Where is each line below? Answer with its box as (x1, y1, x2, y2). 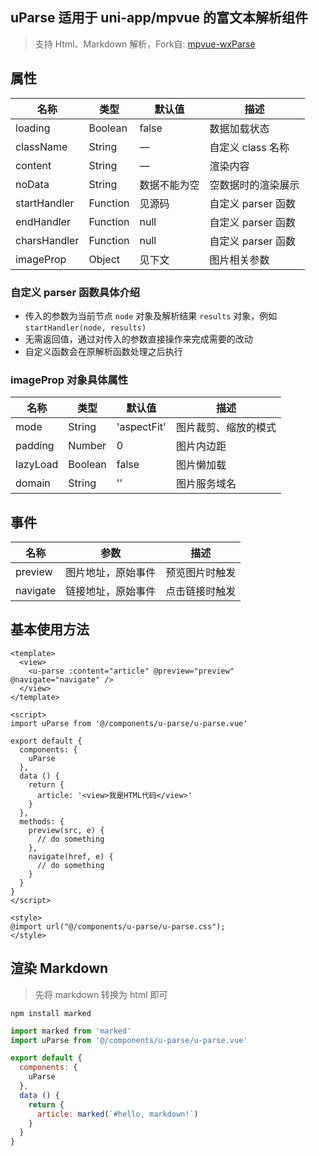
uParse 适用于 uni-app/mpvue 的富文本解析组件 (10, 9, 309, 27)
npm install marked (10, 1008, 92, 1018)
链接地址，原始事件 (65, 584, 157, 598)
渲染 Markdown (10, 960, 109, 977)
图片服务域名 (175, 477, 237, 491)
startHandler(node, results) (24, 323, 147, 333)
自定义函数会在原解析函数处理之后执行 (24, 345, 183, 357)
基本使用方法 (10, 621, 90, 638)
